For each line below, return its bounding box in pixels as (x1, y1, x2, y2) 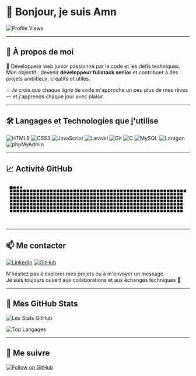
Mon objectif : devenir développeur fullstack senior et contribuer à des (6, 68, 178, 75)
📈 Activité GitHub (6, 164, 73, 174)
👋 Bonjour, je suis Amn (6, 5, 117, 19)
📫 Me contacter (6, 240, 66, 250)
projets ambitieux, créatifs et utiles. (6, 75, 90, 82)
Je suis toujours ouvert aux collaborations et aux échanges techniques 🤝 (6, 276, 181, 283)
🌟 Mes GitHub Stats (6, 299, 78, 309)
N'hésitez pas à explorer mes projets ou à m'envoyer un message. (6, 270, 165, 277)
